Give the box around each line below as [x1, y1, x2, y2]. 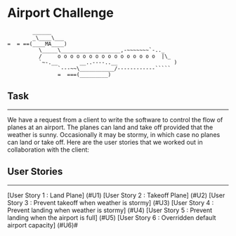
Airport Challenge [7, 5, 114, 21]
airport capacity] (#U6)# [7, 221, 79, 229]
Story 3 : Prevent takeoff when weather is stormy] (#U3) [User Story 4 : [7, 198, 214, 206]
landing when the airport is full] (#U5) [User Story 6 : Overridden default [7, 213, 216, 222]
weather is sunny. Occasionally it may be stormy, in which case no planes [7, 130, 221, 138]
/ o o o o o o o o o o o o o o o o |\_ [38, 53, 171, 60]
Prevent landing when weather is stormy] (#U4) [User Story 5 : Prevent [7, 206, 213, 214]
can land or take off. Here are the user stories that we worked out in [7, 138, 203, 146]
